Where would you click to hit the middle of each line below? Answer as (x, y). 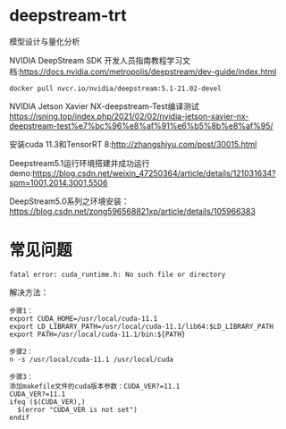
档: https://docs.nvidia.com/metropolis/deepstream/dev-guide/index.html (143, 71)
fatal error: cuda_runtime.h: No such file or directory (118, 274)
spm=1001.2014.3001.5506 (59, 182)
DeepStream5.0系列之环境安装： (69, 201)
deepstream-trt (68, 16)
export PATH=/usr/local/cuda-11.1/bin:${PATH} (97, 334)
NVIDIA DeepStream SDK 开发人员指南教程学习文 (100, 60)
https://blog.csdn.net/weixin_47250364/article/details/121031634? (154, 173)
